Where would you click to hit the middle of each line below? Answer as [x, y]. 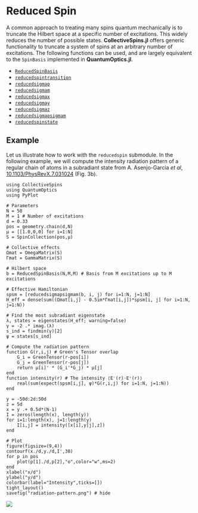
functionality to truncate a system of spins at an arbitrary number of [89, 47]
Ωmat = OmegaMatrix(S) [34, 253]
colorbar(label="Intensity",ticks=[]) [54, 483]
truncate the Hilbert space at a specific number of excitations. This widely [97, 33]
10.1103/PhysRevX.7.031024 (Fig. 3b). [52, 174]
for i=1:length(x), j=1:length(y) [49, 420]
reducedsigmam [32, 90]
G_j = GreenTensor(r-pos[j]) [53, 363]
